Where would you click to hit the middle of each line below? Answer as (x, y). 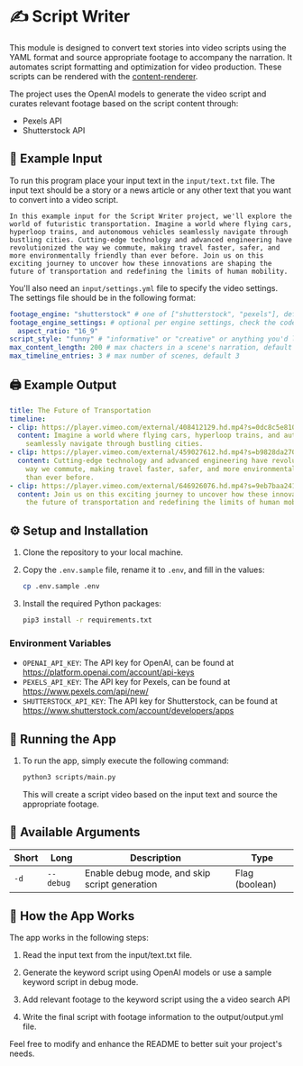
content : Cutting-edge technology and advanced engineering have (143, 461)
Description (156, 858)
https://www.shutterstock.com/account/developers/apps (128, 711)
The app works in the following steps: (79, 938)
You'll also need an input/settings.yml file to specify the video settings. (143, 287)
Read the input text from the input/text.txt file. (107, 955)
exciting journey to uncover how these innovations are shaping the (141, 263)
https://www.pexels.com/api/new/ (85, 692)
